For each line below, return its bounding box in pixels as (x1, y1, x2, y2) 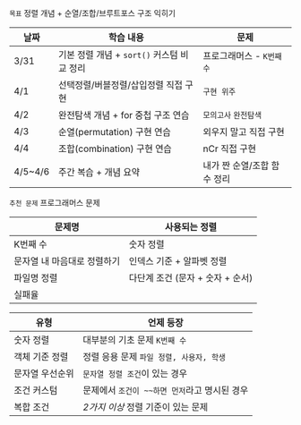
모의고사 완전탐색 (202, 110, 262, 120)
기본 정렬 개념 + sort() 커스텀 (57, 48, 178, 61)
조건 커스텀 (13, 384, 58, 396)
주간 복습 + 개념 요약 (57, 166, 141, 178)
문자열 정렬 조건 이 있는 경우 (82, 368, 188, 379)
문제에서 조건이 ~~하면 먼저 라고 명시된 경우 (82, 384, 249, 396)
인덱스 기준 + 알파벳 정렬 (128, 255, 228, 267)
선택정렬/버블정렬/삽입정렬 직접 (57, 79, 184, 91)
